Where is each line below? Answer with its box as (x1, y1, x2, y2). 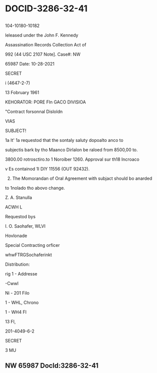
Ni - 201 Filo (5, 290, 30, 296)
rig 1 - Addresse (5, 271, 38, 276)
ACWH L (5, 204, 23, 210)
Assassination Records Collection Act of (5, 41, 87, 47)
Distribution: (5, 261, 30, 267)
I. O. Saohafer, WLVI (5, 223, 46, 229)
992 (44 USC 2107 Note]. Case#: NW (5, 51, 81, 57)
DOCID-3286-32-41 (5, 3, 88, 14)
